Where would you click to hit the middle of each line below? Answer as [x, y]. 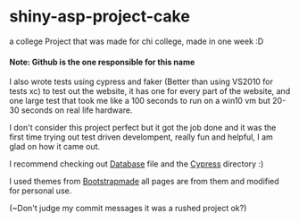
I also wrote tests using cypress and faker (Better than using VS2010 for [141, 81]
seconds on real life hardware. [77, 110]
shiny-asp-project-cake [100, 17]
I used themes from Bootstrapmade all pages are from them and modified [144, 182]
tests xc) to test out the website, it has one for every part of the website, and [150, 91]
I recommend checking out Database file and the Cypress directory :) [137, 164]
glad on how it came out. [55, 147]
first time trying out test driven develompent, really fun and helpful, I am [141, 137]
